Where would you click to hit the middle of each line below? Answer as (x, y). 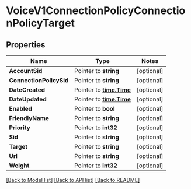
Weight (19, 166)
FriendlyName (29, 118)
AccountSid (26, 71)
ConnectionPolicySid (39, 80)
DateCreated (27, 90)
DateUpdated (28, 99)
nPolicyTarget (40, 23)
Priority (20, 128)
